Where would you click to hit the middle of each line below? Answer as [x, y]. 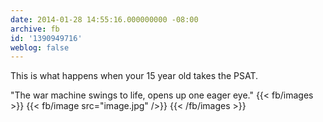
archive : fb [35, 29]
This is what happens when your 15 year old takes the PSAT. [134, 76]
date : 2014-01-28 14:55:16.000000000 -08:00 [104, 19]
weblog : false [40, 47]
